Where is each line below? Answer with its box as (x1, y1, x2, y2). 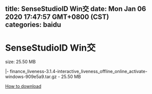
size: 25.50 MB (5, 59, 36, 65)
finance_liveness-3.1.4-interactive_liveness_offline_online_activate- (9, 69, 148, 75)
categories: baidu (5, 20, 61, 29)
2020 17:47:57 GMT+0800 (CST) (5, 13, 109, 21)
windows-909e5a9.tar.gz (5, 74, 57, 80)
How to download (5, 84, 41, 90)
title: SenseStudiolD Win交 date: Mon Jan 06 (5, 4, 146, 13)
